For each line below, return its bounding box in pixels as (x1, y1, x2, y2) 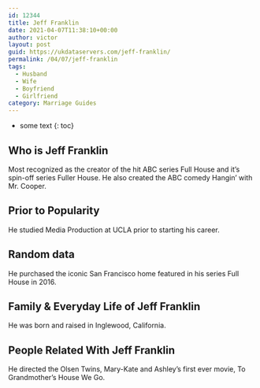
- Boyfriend (15, 84, 55, 93)
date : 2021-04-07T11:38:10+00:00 (8, 26, 118, 34)
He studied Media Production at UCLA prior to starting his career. (8, 225, 220, 235)
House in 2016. (8, 277, 57, 286)
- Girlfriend (15, 92, 58, 100)
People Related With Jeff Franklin (8, 343, 176, 357)
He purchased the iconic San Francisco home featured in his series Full (8, 268, 240, 278)
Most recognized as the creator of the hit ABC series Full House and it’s (8, 164, 240, 174)
